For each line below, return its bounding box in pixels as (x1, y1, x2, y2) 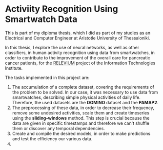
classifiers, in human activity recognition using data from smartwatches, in (5, 50, 155, 56)
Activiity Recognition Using (5, 3, 118, 15)
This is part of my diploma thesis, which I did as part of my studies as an (5, 30, 150, 36)
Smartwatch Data (5, 14, 78, 25)
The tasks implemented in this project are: (5, 75, 90, 80)
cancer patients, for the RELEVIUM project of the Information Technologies (5, 60, 156, 66)
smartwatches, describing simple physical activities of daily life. (12, 94, 141, 100)
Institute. (5, 65, 23, 71)
